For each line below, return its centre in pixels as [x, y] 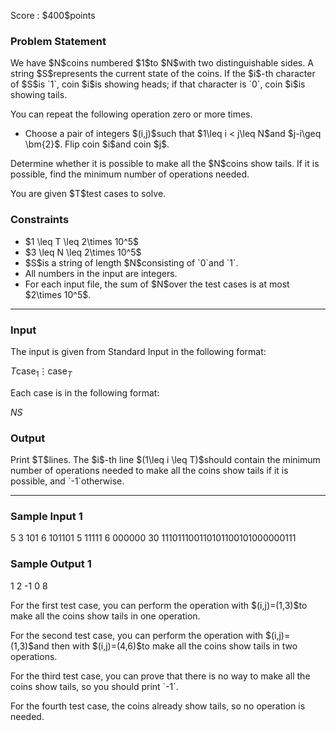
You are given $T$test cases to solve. [88, 194]
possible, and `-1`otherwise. [67, 481]
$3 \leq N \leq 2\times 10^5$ [83, 252]
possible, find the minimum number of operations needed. [130, 174]
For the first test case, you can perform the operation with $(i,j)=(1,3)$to [159, 605]
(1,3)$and [30, 646]
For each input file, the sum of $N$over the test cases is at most [157, 284]
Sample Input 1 [46, 516]
